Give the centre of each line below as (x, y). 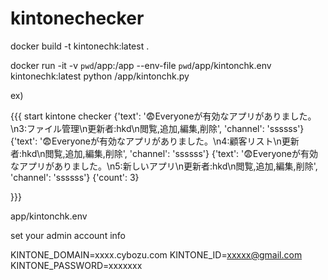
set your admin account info (68, 235)
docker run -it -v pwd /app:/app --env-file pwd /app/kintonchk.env (141, 65)
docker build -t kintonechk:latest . (80, 46)
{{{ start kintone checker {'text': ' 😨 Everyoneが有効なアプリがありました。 (163, 116)
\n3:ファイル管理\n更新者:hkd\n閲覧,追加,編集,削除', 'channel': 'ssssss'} (157, 128)
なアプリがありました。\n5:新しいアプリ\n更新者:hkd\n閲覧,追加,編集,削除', (164, 166)
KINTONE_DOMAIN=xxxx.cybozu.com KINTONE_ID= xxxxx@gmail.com (156, 254)
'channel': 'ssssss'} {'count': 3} (75, 177)
